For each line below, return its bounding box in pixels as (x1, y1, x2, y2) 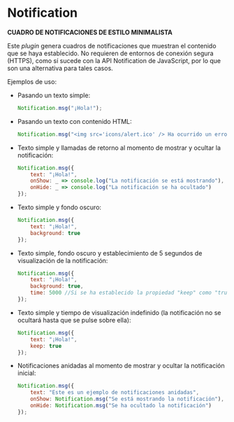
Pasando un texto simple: (17, 91, 91, 99)
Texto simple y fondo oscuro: (17, 203, 102, 211)
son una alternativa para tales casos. (7, 64, 113, 72)
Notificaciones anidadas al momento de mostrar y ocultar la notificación (17, 362, 225, 370)
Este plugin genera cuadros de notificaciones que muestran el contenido (7, 41, 217, 50)
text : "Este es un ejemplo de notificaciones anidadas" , (30, 389, 200, 396)
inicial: (17, 369, 36, 377)
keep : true (30, 342, 62, 349)
